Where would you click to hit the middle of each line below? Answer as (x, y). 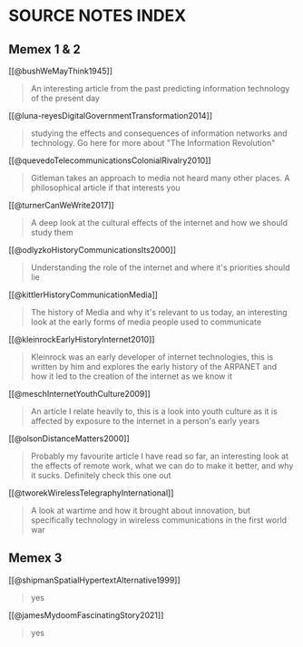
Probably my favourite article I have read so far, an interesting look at (160, 456)
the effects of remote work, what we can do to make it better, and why (162, 466)
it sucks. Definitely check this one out (101, 475)
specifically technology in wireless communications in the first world (159, 520)
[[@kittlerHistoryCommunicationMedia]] (83, 295)
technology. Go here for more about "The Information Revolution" (153, 143)
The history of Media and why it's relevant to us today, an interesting (159, 312)
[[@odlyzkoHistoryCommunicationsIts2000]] (93, 250)
